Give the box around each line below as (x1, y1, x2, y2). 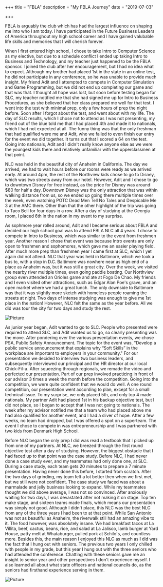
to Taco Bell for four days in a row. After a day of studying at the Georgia (5, 208, 150, 214)
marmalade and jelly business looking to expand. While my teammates (5, 484, 146, 490)
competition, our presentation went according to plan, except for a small (5, 386, 150, 392)
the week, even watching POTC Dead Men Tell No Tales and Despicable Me (5, 198, 157, 203)
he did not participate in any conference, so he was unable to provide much (5, 74, 157, 80)
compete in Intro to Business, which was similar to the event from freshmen (5, 233, 157, 239)
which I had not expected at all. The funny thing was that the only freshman (5, 126, 157, 131)
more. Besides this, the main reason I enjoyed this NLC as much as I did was (5, 536, 158, 542)
